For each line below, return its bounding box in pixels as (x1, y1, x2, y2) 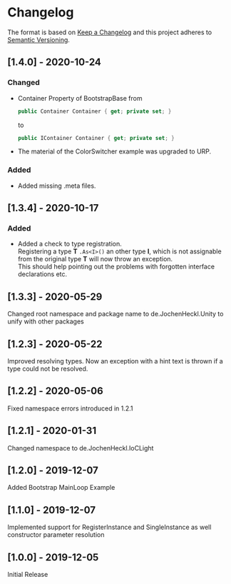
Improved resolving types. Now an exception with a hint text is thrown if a (7, 356, 223, 365)
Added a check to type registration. (17, 240, 123, 248)
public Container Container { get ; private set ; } (17, 108, 172, 115)
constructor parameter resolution (7, 530, 105, 539)
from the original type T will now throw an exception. (17, 255, 173, 263)
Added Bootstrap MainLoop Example (7, 483, 115, 492)
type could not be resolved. (7, 364, 88, 373)
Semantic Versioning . (7, 35, 70, 44)
